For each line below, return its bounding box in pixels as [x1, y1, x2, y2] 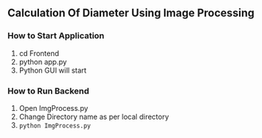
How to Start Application [7, 30, 105, 41]
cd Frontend [18, 48, 60, 58]
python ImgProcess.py [18, 121, 91, 130]
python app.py [18, 57, 67, 66]
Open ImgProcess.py [18, 103, 88, 112]
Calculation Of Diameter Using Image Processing [7, 6, 255, 20]
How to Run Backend [7, 85, 89, 97]
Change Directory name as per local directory [18, 112, 170, 121]
